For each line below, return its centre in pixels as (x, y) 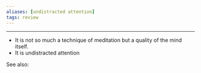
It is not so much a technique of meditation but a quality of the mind (98, 40)
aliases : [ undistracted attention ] (51, 12)
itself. (22, 46)
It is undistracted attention (47, 53)
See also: (18, 64)
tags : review (22, 17)
